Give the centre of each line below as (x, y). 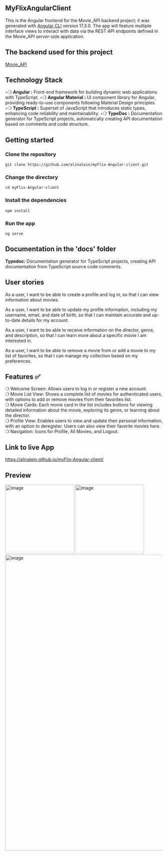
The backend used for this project (59, 52)
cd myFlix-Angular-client (32, 188)
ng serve (14, 234)
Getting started (29, 140)
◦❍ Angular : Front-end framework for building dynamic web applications (81, 92)
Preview (18, 475)
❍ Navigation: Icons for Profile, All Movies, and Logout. (62, 432)
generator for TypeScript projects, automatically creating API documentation (84, 119)
